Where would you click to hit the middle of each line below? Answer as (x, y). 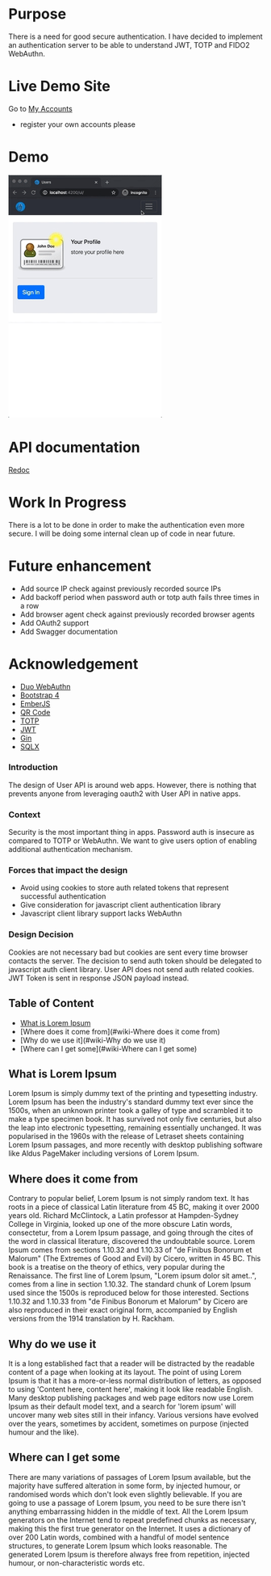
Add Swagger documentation (69, 631)
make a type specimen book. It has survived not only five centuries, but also (135, 1119)
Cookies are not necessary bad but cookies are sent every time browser (128, 952)
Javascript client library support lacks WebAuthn (101, 913)
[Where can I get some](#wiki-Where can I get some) (108, 1048)
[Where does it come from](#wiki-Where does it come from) (120, 1031)
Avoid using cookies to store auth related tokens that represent (124, 888)
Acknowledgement (73, 664)
